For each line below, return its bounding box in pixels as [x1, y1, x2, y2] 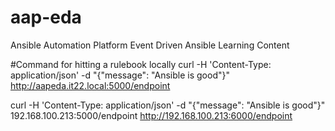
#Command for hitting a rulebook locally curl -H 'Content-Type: [10, 58, 272, 70]
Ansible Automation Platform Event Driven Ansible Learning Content [10, 39, 290, 51]
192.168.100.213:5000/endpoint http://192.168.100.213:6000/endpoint [10, 109, 293, 121]
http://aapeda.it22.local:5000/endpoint [10, 79, 171, 91]
